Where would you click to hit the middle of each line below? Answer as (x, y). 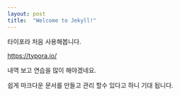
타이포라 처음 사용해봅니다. (44, 41)
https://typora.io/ (32, 55)
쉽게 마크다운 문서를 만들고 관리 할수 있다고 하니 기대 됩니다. (90, 85)
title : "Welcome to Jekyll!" (52, 20)
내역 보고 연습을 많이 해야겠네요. (52, 70)
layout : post (27, 14)
